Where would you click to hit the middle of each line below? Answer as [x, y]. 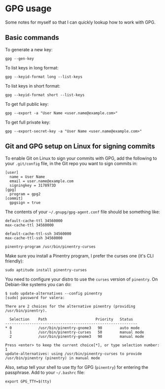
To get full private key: [28, 122]
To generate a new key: [29, 49]
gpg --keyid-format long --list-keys [44, 77]
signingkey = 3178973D [33, 185]
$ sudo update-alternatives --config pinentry [54, 293]
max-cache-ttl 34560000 [30, 225]
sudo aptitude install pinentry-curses [46, 270]
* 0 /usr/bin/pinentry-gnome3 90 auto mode [72, 328]
